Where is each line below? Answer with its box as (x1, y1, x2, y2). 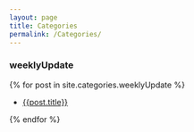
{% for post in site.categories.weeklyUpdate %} (9, 79, 186, 90)
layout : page (9, 12, 58, 22)
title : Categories (9, 21, 78, 30)
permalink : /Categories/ (9, 29, 102, 38)
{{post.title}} (21, 96, 69, 107)
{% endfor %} (9, 113, 61, 125)
